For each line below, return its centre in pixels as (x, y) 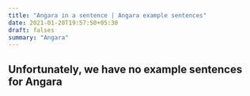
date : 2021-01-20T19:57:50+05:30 (63, 23)
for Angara (35, 81)
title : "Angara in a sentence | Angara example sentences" (108, 15)
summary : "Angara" (38, 37)
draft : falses (32, 30)
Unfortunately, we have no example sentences (125, 69)
